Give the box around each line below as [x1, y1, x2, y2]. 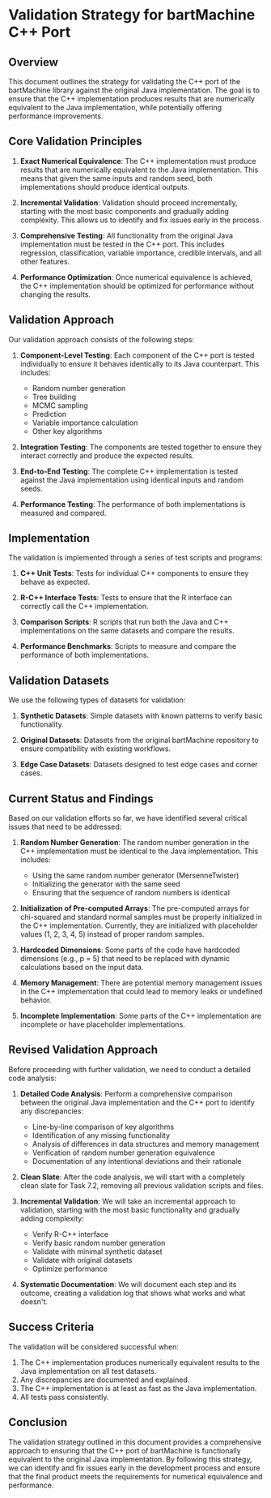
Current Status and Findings [8, 792, 154, 805]
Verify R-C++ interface [32, 1229, 109, 1238]
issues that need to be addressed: [8, 822, 122, 832]
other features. [19, 256, 70, 266]
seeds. [19, 483, 43, 493]
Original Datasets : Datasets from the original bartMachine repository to [19, 736, 259, 745]
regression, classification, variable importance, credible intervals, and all [19, 247, 262, 257]
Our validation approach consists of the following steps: [8, 334, 195, 344]
